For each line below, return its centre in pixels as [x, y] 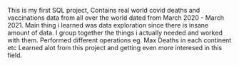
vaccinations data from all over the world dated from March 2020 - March [116, 18]
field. [15, 55]
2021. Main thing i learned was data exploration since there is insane [108, 25]
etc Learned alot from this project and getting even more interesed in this [115, 48]
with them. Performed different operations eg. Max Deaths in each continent [119, 40]
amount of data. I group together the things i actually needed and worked [115, 32]
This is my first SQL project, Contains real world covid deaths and [104, 10]
